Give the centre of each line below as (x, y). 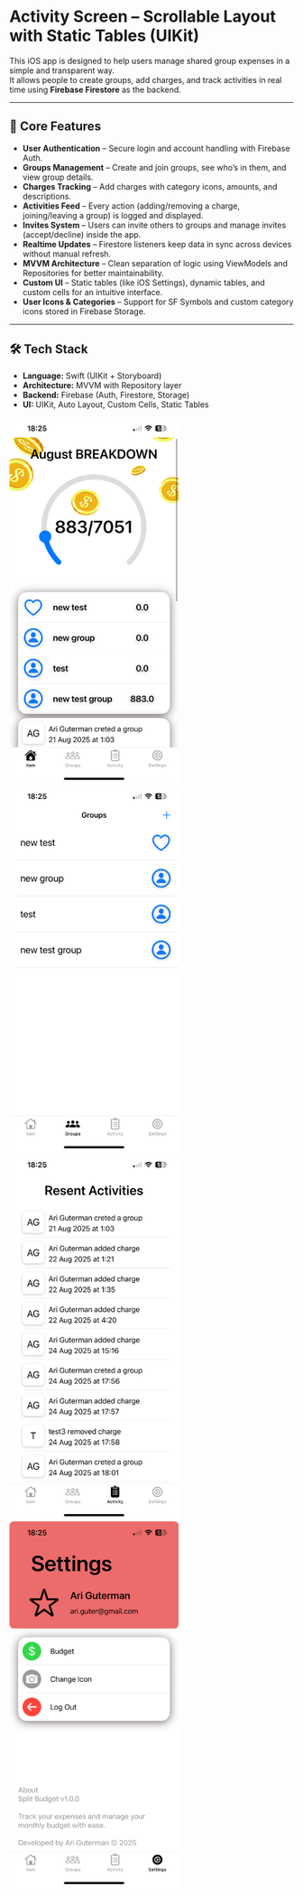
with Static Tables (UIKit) (105, 36)
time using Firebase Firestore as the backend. (96, 89)
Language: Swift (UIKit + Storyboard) (92, 376)
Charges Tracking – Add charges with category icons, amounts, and (150, 186)
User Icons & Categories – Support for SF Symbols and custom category (158, 302)
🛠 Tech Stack (49, 349)
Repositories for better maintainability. (93, 273)
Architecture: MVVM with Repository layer (102, 385)
